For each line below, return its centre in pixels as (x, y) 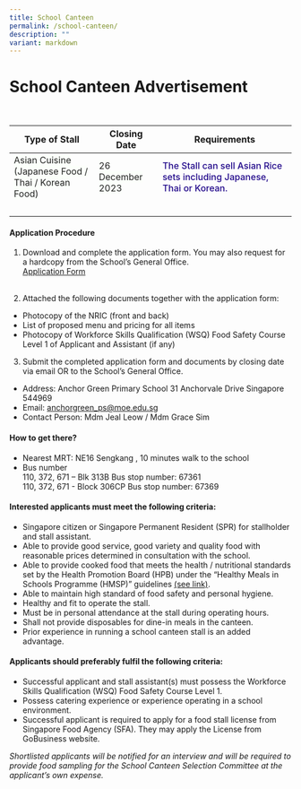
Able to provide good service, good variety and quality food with (142, 546)
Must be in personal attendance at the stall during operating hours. (146, 612)
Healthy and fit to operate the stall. (86, 603)
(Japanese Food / (51, 171)
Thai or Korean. (195, 188)
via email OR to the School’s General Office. (103, 371)
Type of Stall (52, 140)
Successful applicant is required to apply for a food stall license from (149, 720)
